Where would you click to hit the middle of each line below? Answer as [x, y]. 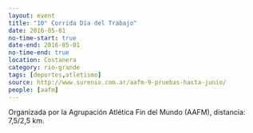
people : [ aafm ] [34, 90]
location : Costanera [43, 61]
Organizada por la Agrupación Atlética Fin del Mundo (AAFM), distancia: [127, 112]
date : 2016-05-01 [37, 30]
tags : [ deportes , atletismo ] [55, 75]
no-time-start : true [43, 38]
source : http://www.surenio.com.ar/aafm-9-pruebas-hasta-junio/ [117, 82]
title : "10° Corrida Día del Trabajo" [73, 23]
